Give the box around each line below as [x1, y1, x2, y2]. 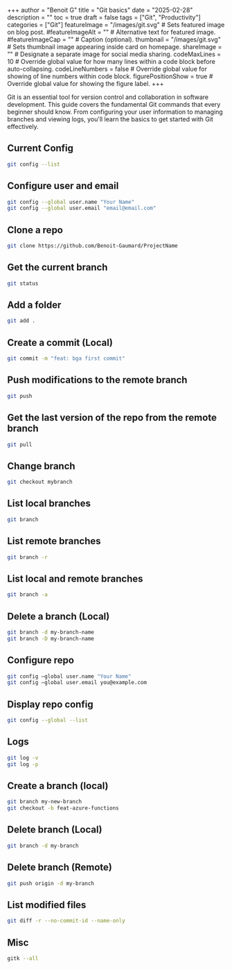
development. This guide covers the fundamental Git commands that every [7, 101, 221, 108]
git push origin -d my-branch [7, 880, 95, 887]
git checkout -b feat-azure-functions [7, 805, 119, 812]
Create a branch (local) [7, 780, 109, 792]
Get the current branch [7, 261, 108, 273]
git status [7, 280, 39, 287]
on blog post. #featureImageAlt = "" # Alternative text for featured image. [7, 28, 216, 36]
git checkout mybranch [7, 478, 73, 486]
